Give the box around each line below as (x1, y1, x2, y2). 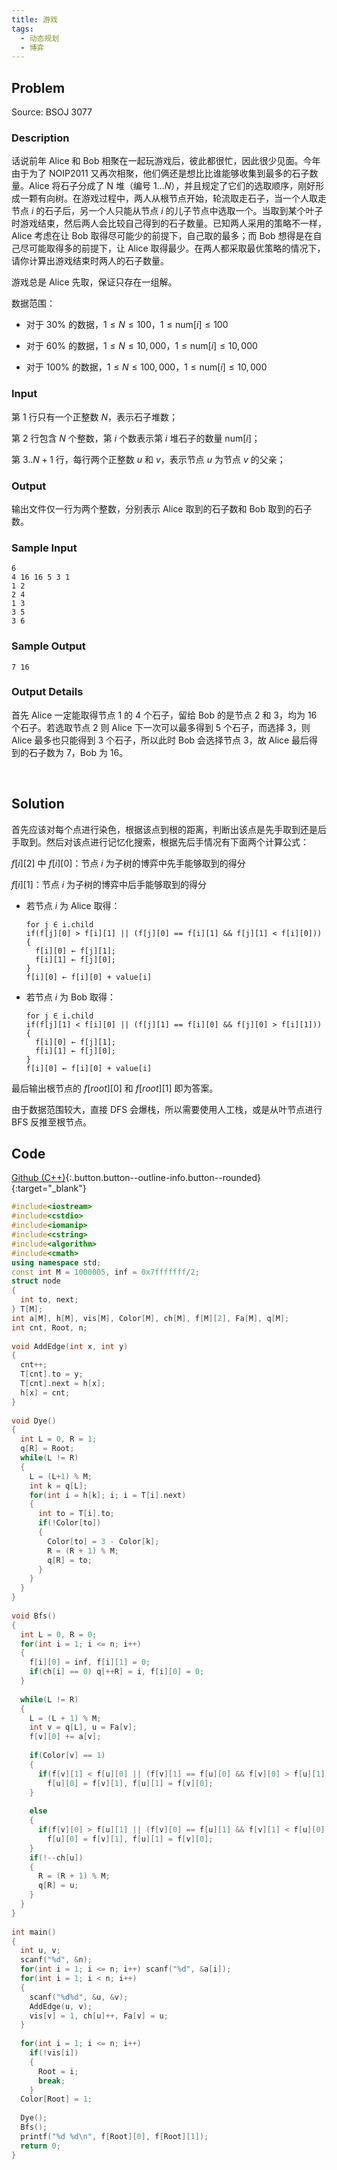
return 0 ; (20, 2141, 61, 2151)
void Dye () (11, 1416, 57, 1426)
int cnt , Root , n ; (11, 1322, 88, 1333)
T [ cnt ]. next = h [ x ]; (20, 1379, 106, 1389)
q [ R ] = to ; (47, 1555, 93, 1565)
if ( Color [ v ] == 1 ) (29, 1751, 106, 1761)
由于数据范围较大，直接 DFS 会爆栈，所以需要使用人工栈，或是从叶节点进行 (11, 1103, 323, 1115)
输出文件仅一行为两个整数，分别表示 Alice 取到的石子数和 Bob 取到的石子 (11, 502, 313, 515)
